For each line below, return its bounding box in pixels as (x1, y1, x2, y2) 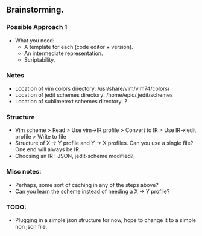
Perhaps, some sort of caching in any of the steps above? (14, 181, 159, 188)
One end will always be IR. (14, 146, 81, 153)
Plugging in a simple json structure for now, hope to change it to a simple (14, 216, 197, 223)
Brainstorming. (6, 5, 65, 15)
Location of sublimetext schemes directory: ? (14, 97, 128, 105)
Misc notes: (6, 168, 42, 176)
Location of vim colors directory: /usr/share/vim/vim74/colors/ (14, 85, 170, 92)
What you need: (14, 36, 55, 44)
